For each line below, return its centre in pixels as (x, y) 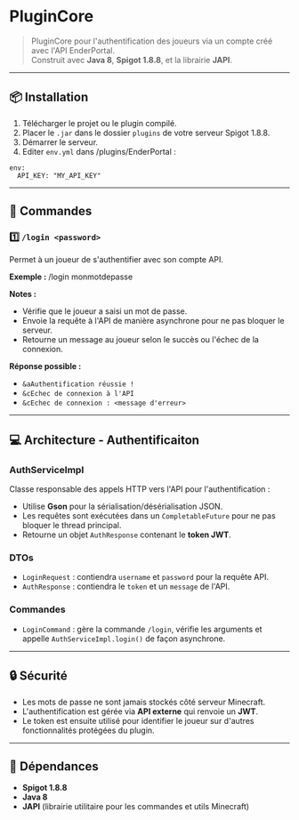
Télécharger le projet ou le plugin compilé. (99, 123)
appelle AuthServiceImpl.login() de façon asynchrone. (124, 639)
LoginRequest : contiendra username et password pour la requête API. (145, 577)
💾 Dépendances (54, 766)
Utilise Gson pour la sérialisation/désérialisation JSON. (122, 506)
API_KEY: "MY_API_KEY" (59, 175)
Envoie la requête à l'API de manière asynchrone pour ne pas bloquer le (153, 321)
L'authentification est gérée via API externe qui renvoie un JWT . (140, 711)
